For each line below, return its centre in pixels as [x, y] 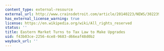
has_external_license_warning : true [42, 18]
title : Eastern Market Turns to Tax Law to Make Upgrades [65, 32]
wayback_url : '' [21, 41]
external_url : [20, 14]
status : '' [16, 28]
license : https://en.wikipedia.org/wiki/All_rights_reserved [69, 23]
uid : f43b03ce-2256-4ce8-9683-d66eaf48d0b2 [50, 37]
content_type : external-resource [39, 9]
